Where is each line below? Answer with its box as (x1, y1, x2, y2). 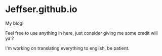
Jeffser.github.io (5, 4, 77, 15)
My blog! (5, 20, 24, 26)
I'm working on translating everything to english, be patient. (5, 45, 130, 51)
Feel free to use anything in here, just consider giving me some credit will (5, 30, 158, 36)
